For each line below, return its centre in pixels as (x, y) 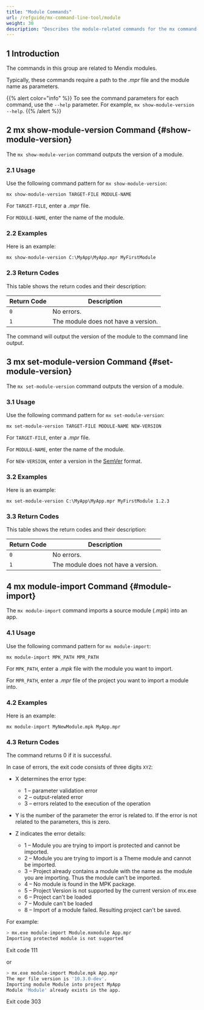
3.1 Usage (21, 402)
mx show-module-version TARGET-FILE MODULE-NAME (69, 195)
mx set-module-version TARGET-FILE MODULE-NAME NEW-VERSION (84, 426)
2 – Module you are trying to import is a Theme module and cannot (107, 859)
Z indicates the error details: (50, 834)
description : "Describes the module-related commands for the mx (90, 29)
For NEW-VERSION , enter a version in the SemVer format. (74, 461)
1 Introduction (33, 53)
